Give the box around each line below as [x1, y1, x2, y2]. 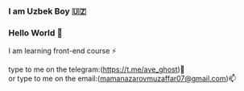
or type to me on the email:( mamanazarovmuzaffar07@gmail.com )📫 [8, 74, 237, 84]
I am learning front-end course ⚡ [8, 46, 117, 56]
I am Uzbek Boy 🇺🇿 [8, 6, 87, 17]
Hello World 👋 [8, 27, 63, 38]
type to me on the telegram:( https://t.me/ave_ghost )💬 [8, 64, 185, 74]
